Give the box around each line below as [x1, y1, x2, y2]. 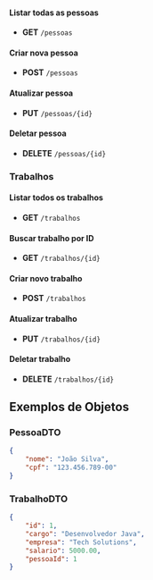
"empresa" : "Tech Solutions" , [25, 537, 138, 547]
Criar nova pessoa [9, 47, 78, 58]
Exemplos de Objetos [9, 399, 130, 415]
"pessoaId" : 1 [25, 554, 77, 563]
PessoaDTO [9, 426, 61, 439]
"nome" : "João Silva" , [25, 455, 109, 464]
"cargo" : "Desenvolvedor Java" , [25, 529, 145, 538]
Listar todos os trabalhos [9, 192, 104, 203]
